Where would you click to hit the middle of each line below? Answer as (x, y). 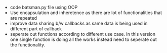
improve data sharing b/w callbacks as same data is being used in (79, 23)
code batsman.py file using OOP (44, 7)
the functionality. (28, 45)
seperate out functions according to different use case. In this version (83, 34)
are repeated (23, 18)
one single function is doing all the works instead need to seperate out (83, 39)
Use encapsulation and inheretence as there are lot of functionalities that (86, 13)
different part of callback (36, 29)
